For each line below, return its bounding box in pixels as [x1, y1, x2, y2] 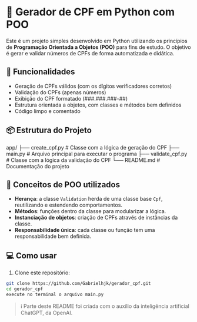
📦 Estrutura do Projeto [6, 125, 92, 135]
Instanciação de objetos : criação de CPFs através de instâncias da [14, 214, 178, 221]
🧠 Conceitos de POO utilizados [6, 180, 121, 190]
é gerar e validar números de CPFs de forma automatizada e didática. [6, 49, 175, 57]
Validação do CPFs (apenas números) [14, 88, 106, 96]
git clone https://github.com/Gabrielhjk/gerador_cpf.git [6, 281, 151, 287]
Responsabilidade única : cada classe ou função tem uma [14, 227, 155, 234]
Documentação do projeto [6, 162, 69, 170]
